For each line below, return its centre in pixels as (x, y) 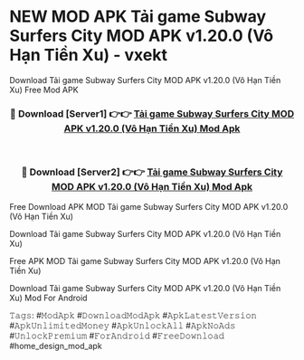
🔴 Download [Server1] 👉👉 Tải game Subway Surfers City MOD (152, 113)
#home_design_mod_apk (56, 346)
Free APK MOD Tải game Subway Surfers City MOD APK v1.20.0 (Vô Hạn (145, 261)
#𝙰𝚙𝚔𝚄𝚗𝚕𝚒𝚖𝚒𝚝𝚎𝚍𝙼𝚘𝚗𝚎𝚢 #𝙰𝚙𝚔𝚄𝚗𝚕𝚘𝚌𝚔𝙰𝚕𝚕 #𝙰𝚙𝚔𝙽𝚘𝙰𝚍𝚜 (123, 325)
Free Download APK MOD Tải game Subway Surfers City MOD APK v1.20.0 (149, 206)
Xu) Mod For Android (48, 298)
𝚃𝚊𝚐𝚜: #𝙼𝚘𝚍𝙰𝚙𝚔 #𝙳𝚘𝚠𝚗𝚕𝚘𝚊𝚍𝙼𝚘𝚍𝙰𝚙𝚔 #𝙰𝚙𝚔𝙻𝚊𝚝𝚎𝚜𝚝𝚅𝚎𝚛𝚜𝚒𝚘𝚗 (133, 315)
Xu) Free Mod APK (44, 90)
